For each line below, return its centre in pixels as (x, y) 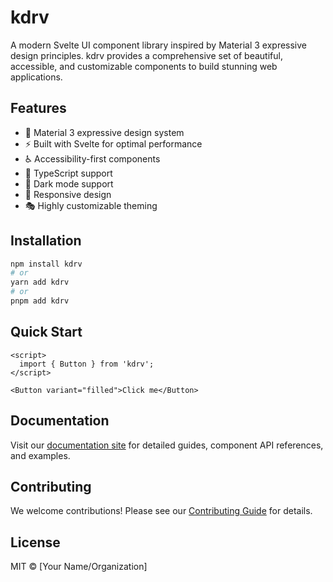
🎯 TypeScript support (68, 173)
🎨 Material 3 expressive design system (104, 132)
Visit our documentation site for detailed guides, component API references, (167, 445)
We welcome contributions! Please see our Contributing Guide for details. (161, 511)
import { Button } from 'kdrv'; (87, 364)
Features (38, 108)
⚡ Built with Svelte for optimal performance (113, 143)
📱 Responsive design (68, 194)
